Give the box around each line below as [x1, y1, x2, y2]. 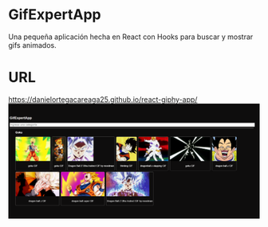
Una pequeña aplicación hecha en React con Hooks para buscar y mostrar [8, 32, 254, 41]
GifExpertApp [8, 6, 101, 24]
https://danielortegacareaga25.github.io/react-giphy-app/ [8, 94, 198, 104]
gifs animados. [8, 40, 57, 49]
